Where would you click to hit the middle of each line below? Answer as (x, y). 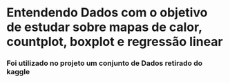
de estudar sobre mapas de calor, (104, 27)
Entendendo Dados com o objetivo (107, 13)
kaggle (18, 72)
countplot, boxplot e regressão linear (115, 42)
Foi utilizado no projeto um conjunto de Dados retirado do (105, 63)
